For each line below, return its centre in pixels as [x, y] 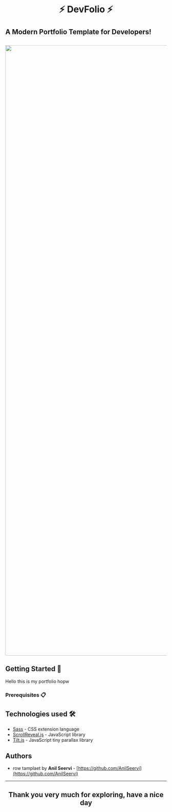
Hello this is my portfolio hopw [37, 681]
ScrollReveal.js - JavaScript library [49, 734]
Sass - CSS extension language [46, 729]
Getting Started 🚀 [34, 669]
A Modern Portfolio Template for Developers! [79, 32]
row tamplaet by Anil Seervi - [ [45, 768]
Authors [19, 756]
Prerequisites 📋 [26, 695]
